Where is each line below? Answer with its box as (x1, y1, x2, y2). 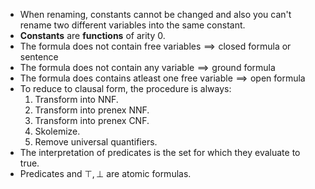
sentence (19, 51, 59, 63)
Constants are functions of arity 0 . (19, 30, 166, 41)
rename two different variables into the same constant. (19, 19, 246, 31)
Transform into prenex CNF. (34, 115, 150, 126)
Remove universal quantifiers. (34, 136, 158, 148)
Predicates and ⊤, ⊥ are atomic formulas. (19, 168, 192, 179)
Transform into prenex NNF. (34, 104, 150, 116)
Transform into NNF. (34, 94, 119, 105)
